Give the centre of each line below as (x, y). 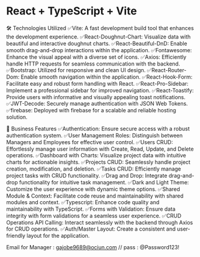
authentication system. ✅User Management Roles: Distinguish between (95, 135)
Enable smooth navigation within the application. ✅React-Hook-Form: (107, 77)
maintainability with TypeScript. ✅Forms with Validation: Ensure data (91, 209)
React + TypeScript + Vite (71, 11)
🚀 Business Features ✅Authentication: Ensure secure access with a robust (98, 128)
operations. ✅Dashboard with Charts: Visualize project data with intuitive (96, 155)
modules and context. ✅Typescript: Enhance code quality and (83, 202)
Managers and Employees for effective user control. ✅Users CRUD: (89, 142)
